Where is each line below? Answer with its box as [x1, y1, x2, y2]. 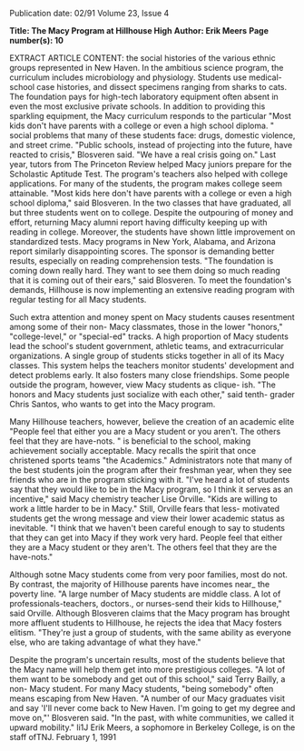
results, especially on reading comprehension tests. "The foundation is [9, 255, 274, 266]
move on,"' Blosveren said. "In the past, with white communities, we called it [9, 713, 295, 723]
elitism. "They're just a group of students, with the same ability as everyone [9, 627, 292, 637]
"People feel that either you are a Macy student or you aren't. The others [9, 426, 281, 436]
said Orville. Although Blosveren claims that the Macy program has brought [9, 608, 290, 618]
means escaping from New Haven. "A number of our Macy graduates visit [9, 693, 286, 704]
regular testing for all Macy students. [9, 295, 147, 305]
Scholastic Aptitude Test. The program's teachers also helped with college [9, 168, 289, 179]
